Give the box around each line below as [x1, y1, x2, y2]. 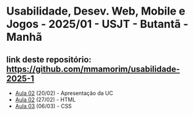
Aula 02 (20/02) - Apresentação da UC [15, 89, 113, 97]
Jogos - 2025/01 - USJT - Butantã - [6, 17, 189, 31]
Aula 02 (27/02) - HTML [15, 96, 76, 103]
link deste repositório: [6, 54, 92, 64]
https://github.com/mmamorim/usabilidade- [6, 64, 180, 74]
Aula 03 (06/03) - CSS [15, 102, 72, 110]
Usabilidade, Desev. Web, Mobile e [6, 4, 185, 18]
